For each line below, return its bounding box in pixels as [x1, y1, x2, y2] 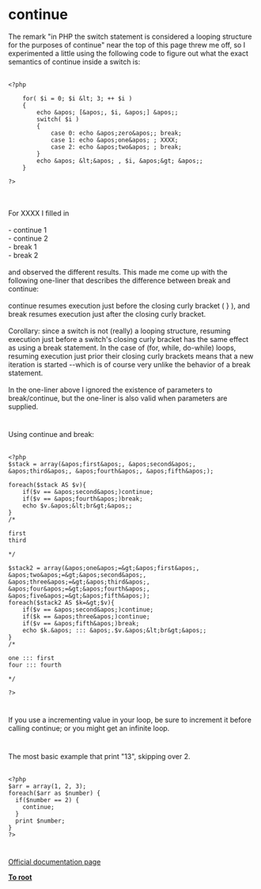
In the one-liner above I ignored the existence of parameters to [8, 385, 213, 394]
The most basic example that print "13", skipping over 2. [8, 751, 191, 761]
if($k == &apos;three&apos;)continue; [22, 613, 150, 621]
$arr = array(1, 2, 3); [8, 782, 87, 790]
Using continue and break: [8, 430, 95, 439]
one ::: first [8, 655, 55, 663]
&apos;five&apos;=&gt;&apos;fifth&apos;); [8, 592, 150, 600]
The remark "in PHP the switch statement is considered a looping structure [8, 32, 252, 41]
